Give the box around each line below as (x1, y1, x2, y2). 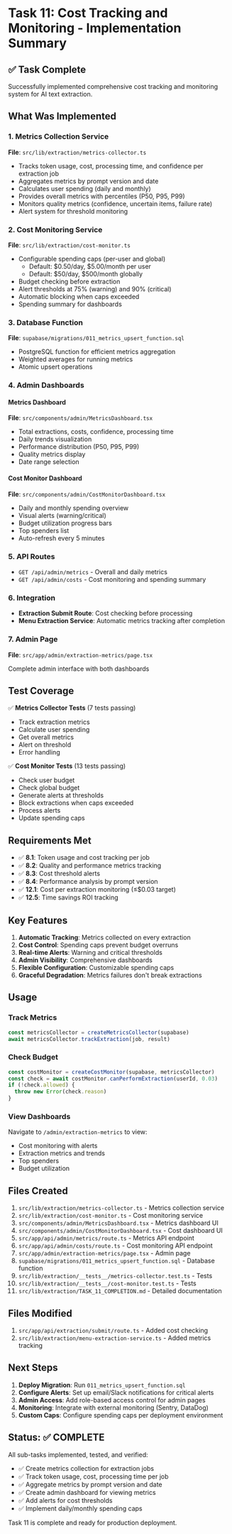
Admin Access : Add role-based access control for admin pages (18, 1395, 206, 1404)
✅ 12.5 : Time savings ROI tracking (18, 893, 119, 902)
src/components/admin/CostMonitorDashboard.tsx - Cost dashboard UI (18, 1226, 223, 1235)
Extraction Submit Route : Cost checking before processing (18, 609, 193, 617)
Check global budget (18, 784, 80, 792)
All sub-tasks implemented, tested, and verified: (8, 1450, 148, 1459)
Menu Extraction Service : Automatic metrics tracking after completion (18, 617, 226, 625)
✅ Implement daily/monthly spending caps (18, 1504, 143, 1513)
